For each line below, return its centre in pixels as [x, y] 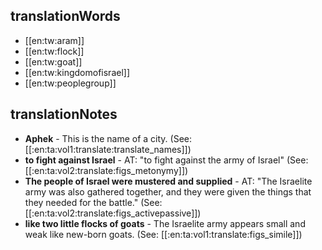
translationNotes [64, 114]
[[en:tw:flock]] [54, 51]
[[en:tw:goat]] [53, 61]
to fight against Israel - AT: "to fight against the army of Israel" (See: [166, 160]
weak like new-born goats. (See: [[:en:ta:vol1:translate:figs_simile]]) [163, 234]
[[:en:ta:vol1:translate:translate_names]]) [108, 149]
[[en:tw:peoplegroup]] [70, 83]
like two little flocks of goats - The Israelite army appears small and [165, 223]
